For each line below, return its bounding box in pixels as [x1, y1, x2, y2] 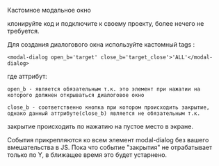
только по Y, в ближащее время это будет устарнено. [7, 151, 168, 159]
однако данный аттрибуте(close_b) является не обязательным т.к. [7, 110, 200, 117]
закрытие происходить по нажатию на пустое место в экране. [7, 122, 193, 130]
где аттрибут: [7, 73, 47, 80]
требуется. [7, 27, 40, 35]
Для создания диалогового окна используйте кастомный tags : [7, 40, 195, 48]
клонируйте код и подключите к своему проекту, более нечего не [7, 20, 204, 27]
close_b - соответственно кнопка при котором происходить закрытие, [7, 104, 210, 111]
